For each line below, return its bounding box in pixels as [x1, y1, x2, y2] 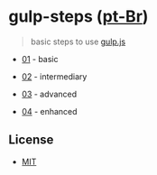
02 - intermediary [21, 70, 88, 82]
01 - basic [21, 53, 59, 64]
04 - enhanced [21, 106, 78, 116]
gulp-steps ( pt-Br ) [8, 6, 149, 27]
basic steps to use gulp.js [30, 36, 126, 47]
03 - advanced [21, 88, 78, 99]
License [8, 133, 54, 148]
